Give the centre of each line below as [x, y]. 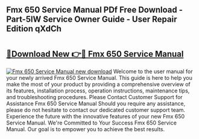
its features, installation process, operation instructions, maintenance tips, [98, 91]
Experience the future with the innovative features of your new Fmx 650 [96, 116]
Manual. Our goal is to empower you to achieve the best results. [86, 129]
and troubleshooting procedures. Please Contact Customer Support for [94, 97]
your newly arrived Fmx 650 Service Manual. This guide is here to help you [99, 78]
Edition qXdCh [34, 29]
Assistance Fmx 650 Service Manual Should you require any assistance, [96, 103]
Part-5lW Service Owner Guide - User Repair [92, 20]
